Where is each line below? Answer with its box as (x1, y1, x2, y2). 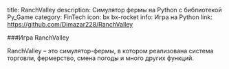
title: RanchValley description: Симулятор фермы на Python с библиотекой (7, 6, 222, 14)
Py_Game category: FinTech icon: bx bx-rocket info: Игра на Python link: (7, 13, 213, 21)
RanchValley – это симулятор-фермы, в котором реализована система (7, 47, 214, 55)
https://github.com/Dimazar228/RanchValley (7, 20, 133, 28)
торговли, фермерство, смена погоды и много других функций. (7, 54, 195, 62)
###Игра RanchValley (7, 33, 69, 42)
